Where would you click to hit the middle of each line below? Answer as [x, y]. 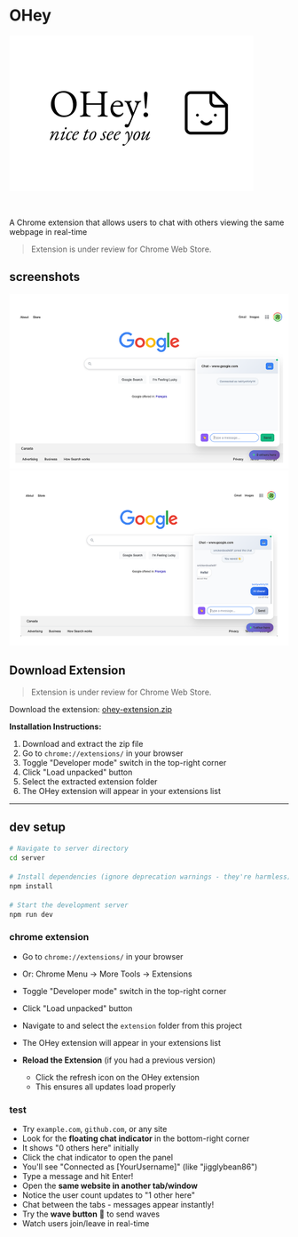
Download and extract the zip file [82, 743]
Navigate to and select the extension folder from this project [132, 1025]
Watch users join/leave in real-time [86, 1223]
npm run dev [31, 914]
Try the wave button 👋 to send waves [91, 1214]
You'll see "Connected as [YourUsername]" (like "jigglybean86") [140, 1167]
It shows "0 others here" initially [80, 1147]
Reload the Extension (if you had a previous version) [118, 1060]
